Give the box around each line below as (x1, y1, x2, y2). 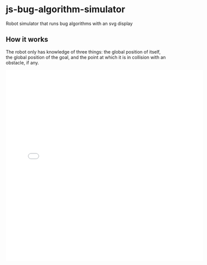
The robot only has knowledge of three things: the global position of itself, (6, 48, 161, 55)
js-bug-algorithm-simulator (6, 4, 126, 15)
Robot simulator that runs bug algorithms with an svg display (6, 20, 133, 26)
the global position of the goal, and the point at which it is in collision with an (6, 54, 166, 60)
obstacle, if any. (6, 60, 40, 66)
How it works (6, 35, 48, 44)
